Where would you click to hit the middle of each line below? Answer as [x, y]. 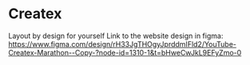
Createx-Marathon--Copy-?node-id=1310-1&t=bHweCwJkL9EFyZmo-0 [125, 52]
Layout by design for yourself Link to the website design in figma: [116, 36]
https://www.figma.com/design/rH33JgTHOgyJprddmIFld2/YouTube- [123, 44]
